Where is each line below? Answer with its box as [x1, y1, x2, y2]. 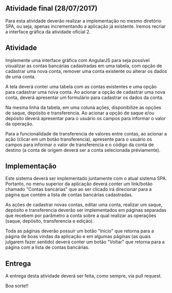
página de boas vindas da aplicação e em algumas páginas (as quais [5, 233, 151, 240]
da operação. [5, 121, 34, 127]
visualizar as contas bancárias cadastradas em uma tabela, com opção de [5, 63, 162, 69]
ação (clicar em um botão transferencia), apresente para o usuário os [5, 136, 152, 142]
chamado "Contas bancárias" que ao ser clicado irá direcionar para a [5, 186, 152, 192]
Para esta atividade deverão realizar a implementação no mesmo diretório [5, 17, 162, 24]
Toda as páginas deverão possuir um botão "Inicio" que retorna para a [5, 228, 154, 234]
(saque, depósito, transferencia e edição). [5, 218, 94, 224]
